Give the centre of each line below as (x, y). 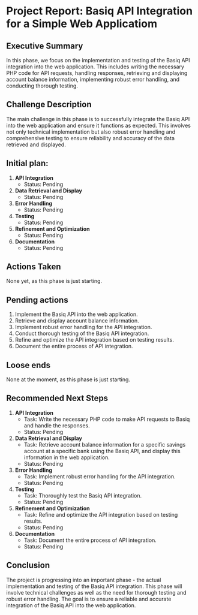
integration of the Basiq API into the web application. (71, 605)
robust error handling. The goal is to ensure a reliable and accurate (89, 599)
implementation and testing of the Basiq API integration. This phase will (94, 586)
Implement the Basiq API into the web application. (76, 314)
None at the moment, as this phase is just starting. (68, 379)
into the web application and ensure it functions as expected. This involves (98, 125)
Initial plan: (28, 163)
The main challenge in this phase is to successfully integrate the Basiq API (98, 119)
